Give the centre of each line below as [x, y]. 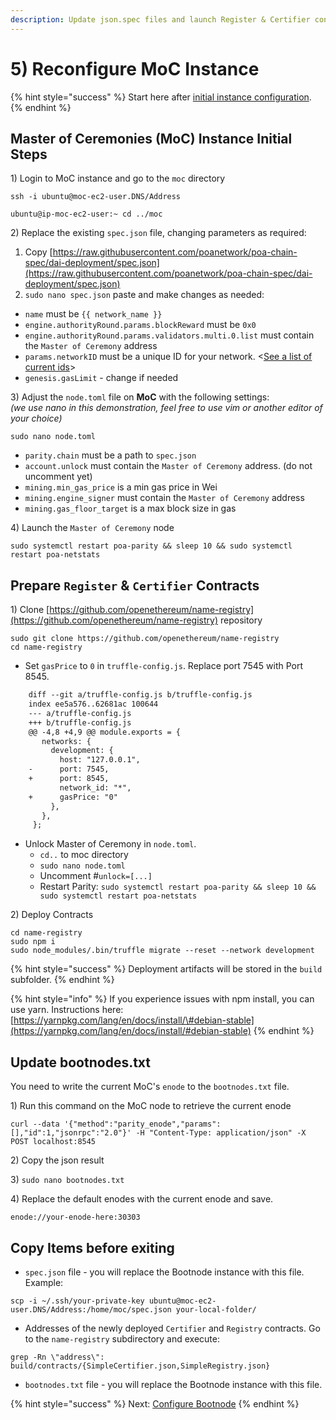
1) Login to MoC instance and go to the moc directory [118, 178]
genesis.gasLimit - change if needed [101, 378]
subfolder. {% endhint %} [62, 980]
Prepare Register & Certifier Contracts [135, 585]
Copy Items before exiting [92, 1247]
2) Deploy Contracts [52, 915]
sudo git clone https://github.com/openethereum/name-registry [145, 639]
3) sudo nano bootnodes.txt [67, 1180]
